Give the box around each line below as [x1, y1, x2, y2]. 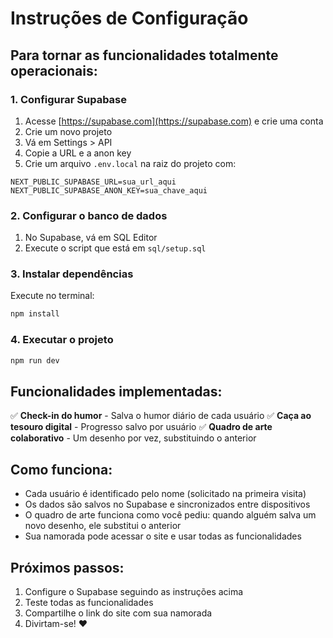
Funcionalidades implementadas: [10, 383, 223, 400]
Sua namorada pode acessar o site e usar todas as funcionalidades [24, 530, 302, 542]
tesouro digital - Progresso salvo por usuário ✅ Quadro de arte [10, 421, 273, 433]
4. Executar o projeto [10, 333, 114, 347]
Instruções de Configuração [10, 7, 249, 30]
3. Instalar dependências [10, 267, 134, 281]
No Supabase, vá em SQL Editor [24, 232, 158, 244]
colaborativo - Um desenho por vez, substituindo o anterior [10, 432, 257, 444]
